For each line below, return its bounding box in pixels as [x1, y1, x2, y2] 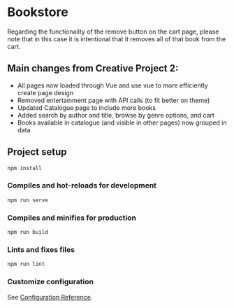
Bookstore [7, 4, 68, 20]
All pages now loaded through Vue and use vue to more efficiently [17, 81, 208, 90]
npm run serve [7, 197, 49, 204]
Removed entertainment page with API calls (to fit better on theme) [17, 96, 210, 104]
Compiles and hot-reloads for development [7, 181, 157, 190]
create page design [17, 88, 74, 97]
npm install [7, 164, 42, 171]
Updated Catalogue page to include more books [17, 103, 156, 112]
